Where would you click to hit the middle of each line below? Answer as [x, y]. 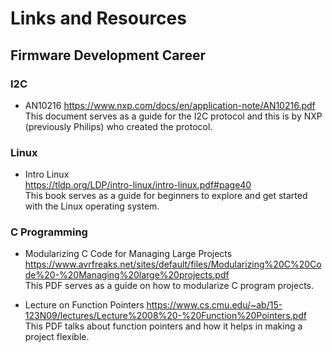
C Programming [49, 232]
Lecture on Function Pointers [84, 305]
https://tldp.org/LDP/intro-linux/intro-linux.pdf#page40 [138, 185]
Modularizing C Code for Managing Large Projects [128, 254]
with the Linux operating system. [92, 206]
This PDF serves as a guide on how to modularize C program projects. [169, 286]
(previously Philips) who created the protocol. [118, 126]
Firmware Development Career [108, 55]
